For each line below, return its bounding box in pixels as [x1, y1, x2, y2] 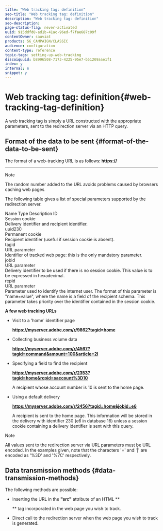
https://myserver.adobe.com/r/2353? [12, 370, 91, 376]
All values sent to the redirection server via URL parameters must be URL [5, 442, 151, 448]
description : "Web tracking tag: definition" [5, 16, 98, 21]
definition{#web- [80, 92, 151, 103]
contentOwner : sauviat [5, 35, 51, 39]
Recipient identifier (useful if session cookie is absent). [5, 236, 115, 242]
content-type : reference [5, 48, 55, 53]
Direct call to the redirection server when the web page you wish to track [12, 515, 158, 521]
